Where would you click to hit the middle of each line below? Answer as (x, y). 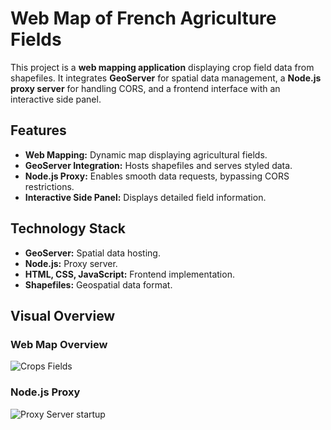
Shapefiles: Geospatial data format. (98, 284)
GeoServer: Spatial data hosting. (92, 253)
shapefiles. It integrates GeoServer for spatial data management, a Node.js (166, 78)
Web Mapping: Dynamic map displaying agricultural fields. (146, 154)
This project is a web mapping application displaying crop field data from (162, 67)
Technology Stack (68, 228)
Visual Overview (63, 315)
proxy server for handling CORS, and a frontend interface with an (145, 88)
